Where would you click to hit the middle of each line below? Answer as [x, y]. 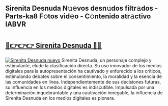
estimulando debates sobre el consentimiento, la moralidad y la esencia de [83, 76]
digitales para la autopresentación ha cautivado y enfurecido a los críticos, [83, 71]
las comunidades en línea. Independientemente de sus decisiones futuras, [83, 82]
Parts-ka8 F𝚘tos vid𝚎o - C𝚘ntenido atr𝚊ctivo [78, 17]
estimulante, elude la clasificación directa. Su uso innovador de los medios [83, 65]
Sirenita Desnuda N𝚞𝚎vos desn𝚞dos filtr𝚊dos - [82, 8]
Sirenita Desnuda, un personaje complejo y [106, 60]
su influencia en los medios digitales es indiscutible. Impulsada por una [80, 87]
